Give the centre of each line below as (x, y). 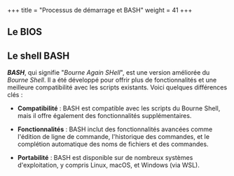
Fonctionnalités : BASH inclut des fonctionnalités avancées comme (115, 129)
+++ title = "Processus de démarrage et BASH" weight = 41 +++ (100, 10)
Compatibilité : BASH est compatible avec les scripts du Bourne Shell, (119, 108)
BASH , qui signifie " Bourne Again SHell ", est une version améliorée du (109, 73)
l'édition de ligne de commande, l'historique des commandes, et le (113, 137)
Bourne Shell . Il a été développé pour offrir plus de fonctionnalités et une (112, 80)
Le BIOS (25, 32)
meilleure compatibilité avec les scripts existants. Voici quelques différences (117, 87)
